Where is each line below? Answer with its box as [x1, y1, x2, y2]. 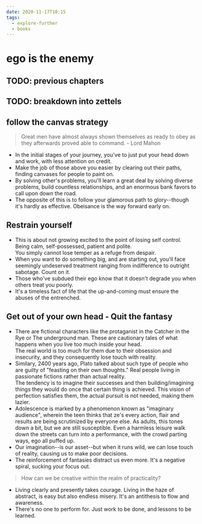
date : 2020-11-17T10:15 [6, 8, 66, 15]
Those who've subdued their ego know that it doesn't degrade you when [14, 275, 196, 282]
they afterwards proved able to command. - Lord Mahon [21, 140, 161, 147]
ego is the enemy [6, 52, 94, 65]
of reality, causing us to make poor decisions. [14, 450, 128, 457]
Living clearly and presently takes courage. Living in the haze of [14, 486, 174, 493]
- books [11, 25, 31, 32]
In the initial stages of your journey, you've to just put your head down [14, 151, 189, 159]
